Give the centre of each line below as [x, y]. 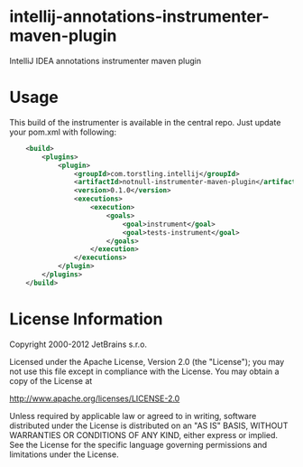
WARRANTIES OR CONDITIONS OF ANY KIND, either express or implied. [143, 434]
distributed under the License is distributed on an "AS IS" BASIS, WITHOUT [149, 425]
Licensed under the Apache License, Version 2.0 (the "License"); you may [147, 361]
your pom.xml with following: [63, 132]
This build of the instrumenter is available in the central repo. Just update [145, 122]
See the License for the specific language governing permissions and [138, 444]
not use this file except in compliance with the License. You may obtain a [144, 371]
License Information [86, 319]
